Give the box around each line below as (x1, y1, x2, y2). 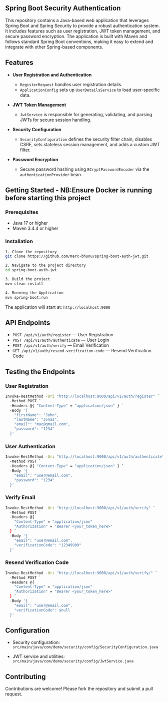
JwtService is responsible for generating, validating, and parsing (19, 111, 152, 117)
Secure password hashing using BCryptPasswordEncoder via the (19, 166, 149, 172)
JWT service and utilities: (12, 653, 65, 659)
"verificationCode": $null (14, 607, 70, 612)
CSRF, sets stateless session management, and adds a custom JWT (19, 141, 160, 147)
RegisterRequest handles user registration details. (19, 81, 122, 87)
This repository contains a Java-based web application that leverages (5, 17, 149, 23)
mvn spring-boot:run (5, 295, 48, 300)
